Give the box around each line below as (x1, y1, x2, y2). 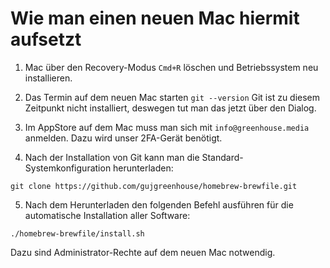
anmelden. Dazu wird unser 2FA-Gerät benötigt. (24, 132, 223, 144)
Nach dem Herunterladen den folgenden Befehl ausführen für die (24, 198, 294, 211)
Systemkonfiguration (24, 162, 112, 174)
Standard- (201, 151, 244, 163)
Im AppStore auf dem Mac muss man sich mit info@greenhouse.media (24, 121, 310, 133)
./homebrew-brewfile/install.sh (10, 228, 145, 239)
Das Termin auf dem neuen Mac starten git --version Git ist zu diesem (24, 91, 321, 103)
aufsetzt (10, 28, 82, 51)
